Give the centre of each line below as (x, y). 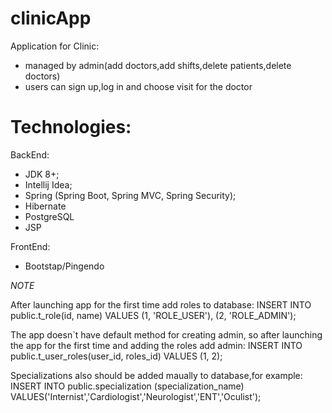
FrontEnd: (30, 246)
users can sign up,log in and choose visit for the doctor (138, 86)
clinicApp (51, 18)
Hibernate (45, 206)
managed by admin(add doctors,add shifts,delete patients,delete (158, 65)
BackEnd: (30, 154)
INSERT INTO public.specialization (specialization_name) (127, 386)
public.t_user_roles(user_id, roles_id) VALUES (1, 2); (116, 356)
